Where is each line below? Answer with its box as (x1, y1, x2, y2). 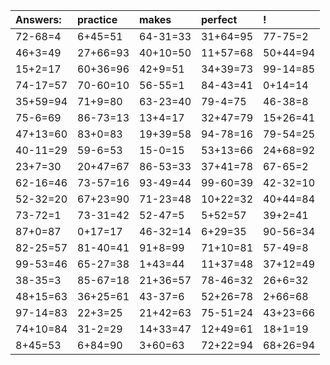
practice (77, 13, 118, 26)
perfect (201, 13, 238, 26)
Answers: (15, 13, 62, 26)
